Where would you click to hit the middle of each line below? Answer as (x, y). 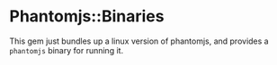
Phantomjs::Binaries (87, 16)
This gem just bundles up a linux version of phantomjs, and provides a (139, 41)
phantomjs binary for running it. (67, 50)
